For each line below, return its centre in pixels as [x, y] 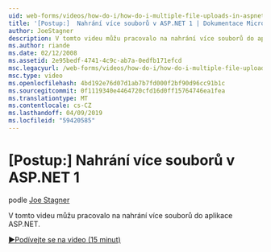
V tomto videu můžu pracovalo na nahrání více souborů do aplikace [121, 215]
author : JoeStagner [41, 31]
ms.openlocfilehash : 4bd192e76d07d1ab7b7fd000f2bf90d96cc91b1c [117, 83]
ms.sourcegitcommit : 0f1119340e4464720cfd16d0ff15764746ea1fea [117, 91]
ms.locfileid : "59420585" [52, 121]
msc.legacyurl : [34, 68]
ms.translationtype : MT [48, 98]
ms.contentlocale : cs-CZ [50, 105]
